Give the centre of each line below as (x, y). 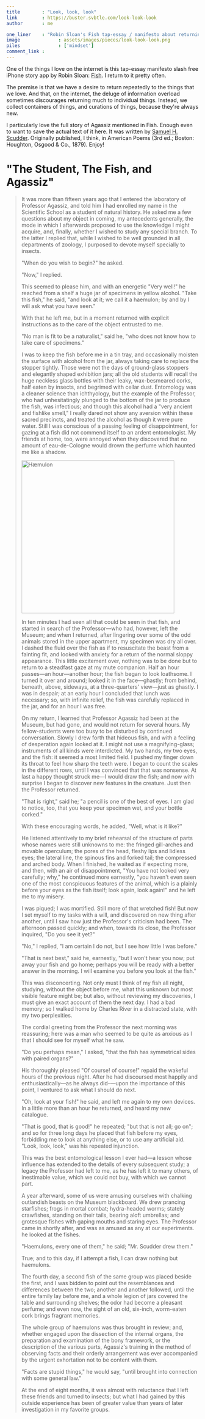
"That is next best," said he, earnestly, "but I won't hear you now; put (108, 958)
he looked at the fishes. (51, 1234)
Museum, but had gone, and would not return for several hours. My (106, 724)
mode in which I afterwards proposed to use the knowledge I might (106, 225)
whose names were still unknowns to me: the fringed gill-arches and (107, 845)
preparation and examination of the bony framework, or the (96, 1340)
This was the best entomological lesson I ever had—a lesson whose (106, 1157)
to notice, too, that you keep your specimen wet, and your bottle (102, 808)
